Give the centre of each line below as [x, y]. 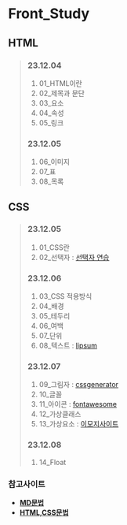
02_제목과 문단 [62, 93]
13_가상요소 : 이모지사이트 [79, 424]
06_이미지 [54, 162]
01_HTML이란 [60, 83]
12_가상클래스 [60, 414]
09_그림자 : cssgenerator [79, 385]
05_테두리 [54, 316]
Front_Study [49, 14]
